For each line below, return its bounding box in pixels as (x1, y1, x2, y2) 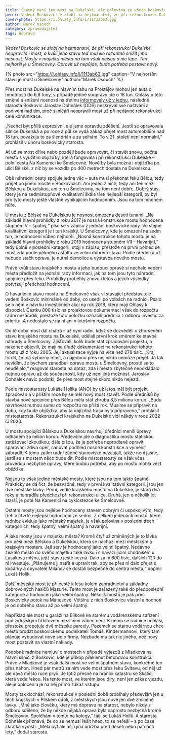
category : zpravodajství (5, 26, 58, 31)
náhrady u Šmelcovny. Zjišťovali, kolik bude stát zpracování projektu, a (5, 339, 152, 344)
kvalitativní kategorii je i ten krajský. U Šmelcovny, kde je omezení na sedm (5, 228, 161, 234)
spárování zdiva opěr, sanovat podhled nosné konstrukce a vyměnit (5, 445, 146, 450)
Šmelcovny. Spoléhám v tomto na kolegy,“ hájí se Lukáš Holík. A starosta (5, 713, 157, 719)
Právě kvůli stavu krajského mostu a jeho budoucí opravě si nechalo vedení (5, 265, 162, 271)
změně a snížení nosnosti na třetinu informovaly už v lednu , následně (5, 97, 150, 103)
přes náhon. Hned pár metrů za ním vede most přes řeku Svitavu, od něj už (5, 665, 162, 671)
